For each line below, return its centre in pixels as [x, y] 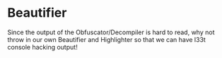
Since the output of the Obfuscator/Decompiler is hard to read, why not [111, 32]
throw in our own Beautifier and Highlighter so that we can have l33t [107, 39]
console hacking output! [42, 47]
